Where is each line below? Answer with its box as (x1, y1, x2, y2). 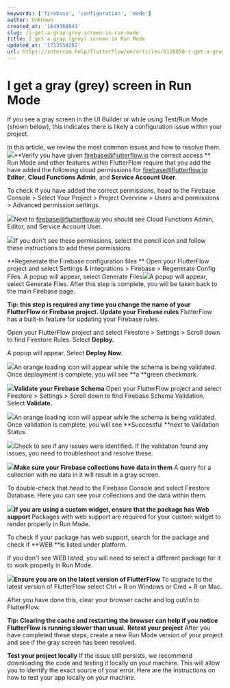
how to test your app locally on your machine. (7, 673, 136, 681)
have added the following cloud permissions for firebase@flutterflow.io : (7, 165, 209, 174)
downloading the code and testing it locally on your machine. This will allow (7, 659, 220, 667)
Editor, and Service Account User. (7, 222, 103, 230)
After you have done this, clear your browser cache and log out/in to (7, 595, 200, 604)
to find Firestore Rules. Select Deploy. (7, 335, 114, 344)
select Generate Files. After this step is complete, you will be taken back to (7, 279, 218, 288)
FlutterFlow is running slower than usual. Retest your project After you (7, 624, 211, 632)
